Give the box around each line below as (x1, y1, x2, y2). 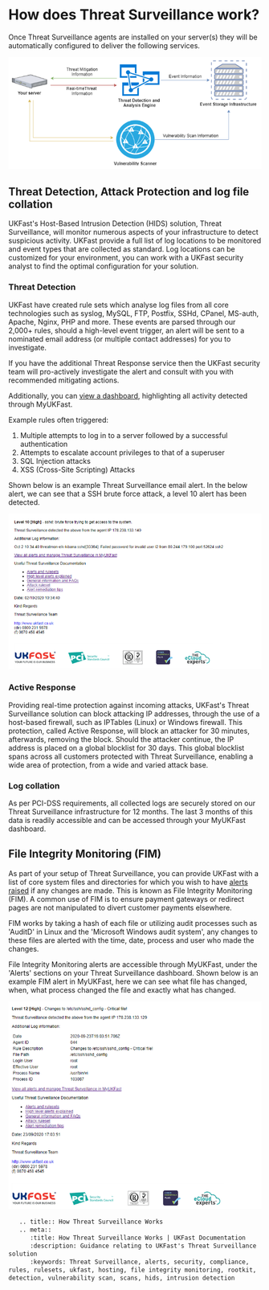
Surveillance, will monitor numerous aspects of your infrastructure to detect (8, 227, 259, 237)
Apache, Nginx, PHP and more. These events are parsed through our (8, 317, 236, 326)
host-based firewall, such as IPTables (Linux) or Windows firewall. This (8, 717, 243, 727)
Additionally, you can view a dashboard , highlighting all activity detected (8, 391, 247, 400)
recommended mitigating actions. (8, 375, 120, 385)
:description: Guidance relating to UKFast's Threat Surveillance (29, 1242, 257, 1250)
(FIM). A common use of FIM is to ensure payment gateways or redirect (8, 894, 245, 903)
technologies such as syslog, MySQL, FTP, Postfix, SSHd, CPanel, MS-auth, (8, 308, 259, 318)
